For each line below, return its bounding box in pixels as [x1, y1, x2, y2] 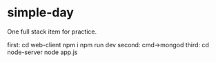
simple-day [7, 5, 75, 21]
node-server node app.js [7, 48, 78, 56]
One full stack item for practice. [7, 27, 97, 36]
